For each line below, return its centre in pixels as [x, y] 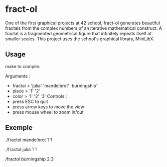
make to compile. [23, 66]
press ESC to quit [30, 101]
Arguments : [18, 76]
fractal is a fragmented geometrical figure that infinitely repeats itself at [79, 33]
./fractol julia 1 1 [21, 149]
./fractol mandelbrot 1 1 [29, 140]
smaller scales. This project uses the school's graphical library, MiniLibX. [80, 39]
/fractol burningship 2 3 [29, 159]
